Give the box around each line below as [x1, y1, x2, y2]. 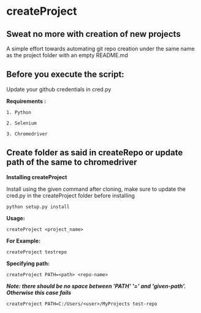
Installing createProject [6, 173, 67, 180]
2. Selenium [6, 120, 37, 126]
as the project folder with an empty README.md [6, 52, 129, 59]
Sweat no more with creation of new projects [6, 29, 181, 39]
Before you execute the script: [6, 69, 124, 80]
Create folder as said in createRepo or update [6, 147, 183, 158]
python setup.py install [6, 204, 70, 210]
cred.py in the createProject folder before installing [6, 191, 135, 199]
